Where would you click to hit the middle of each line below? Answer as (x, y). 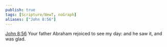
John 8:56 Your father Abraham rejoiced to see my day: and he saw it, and (84, 34)
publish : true (20, 10)
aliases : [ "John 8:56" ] (31, 19)
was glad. (16, 39)
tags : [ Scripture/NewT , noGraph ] (41, 15)
